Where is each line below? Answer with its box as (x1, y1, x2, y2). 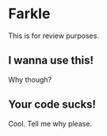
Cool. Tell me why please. (8, 119, 93, 128)
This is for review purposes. (8, 31, 99, 40)
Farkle (8, 5, 51, 23)
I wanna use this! (8, 54, 94, 67)
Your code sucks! (8, 98, 97, 111)
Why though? (8, 74, 52, 84)
